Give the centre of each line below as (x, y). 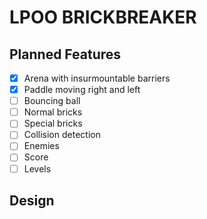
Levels (37, 168)
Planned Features (65, 54)
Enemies (41, 146)
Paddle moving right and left (82, 90)
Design (32, 200)
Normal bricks (53, 112)
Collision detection (62, 135)
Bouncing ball (52, 101)
